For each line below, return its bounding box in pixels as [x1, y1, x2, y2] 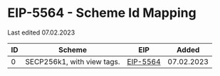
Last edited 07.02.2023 [7, 28, 75, 37]
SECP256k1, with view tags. [25, 56, 120, 66]
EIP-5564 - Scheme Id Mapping [7, 5, 197, 21]
